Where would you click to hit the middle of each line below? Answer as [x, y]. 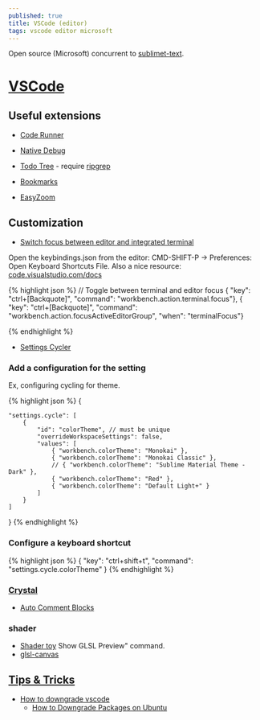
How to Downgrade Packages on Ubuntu [100, 708]
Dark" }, [23, 472]
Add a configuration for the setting [77, 368]
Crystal [23, 590]
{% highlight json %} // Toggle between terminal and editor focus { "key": [130, 290]
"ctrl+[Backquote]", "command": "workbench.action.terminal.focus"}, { [126, 299]
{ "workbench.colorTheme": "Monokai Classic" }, [134, 458]
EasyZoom [38, 197]
